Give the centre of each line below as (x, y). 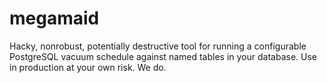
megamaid (54, 18)
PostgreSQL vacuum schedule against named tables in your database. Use (163, 56)
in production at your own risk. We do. (88, 67)
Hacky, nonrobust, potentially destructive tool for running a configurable (158, 46)
